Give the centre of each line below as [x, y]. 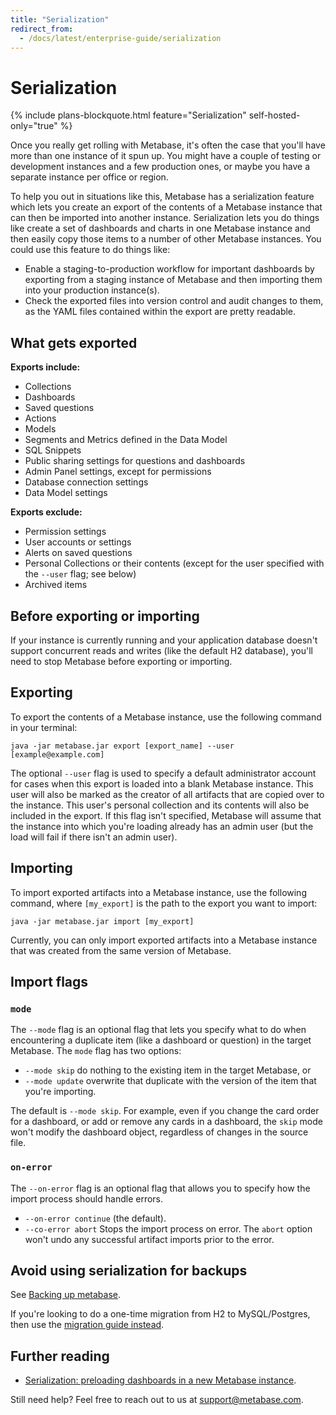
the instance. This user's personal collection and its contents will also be [160, 805]
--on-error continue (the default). [95, 1218]
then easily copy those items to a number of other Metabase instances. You [166, 239]
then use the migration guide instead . [87, 1325]
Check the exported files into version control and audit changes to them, [174, 301]
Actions [40, 418]
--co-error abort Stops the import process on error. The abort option [168, 1228]
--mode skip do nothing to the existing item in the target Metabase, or [168, 1070]
